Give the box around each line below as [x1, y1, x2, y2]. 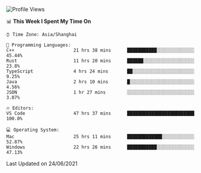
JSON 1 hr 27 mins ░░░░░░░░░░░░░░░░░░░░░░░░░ [6, 90, 195, 96]
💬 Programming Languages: [6, 42, 71, 48]
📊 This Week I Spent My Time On [6, 18, 91, 25]
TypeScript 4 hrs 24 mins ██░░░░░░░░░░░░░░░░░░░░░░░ [6, 68, 195, 74]
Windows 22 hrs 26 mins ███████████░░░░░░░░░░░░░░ [6, 144, 195, 150]
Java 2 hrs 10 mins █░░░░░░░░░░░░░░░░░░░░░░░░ [6, 79, 195, 85]
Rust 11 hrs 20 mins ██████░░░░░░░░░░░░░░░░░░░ [6, 58, 195, 64]
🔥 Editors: [6, 105, 34, 111]
